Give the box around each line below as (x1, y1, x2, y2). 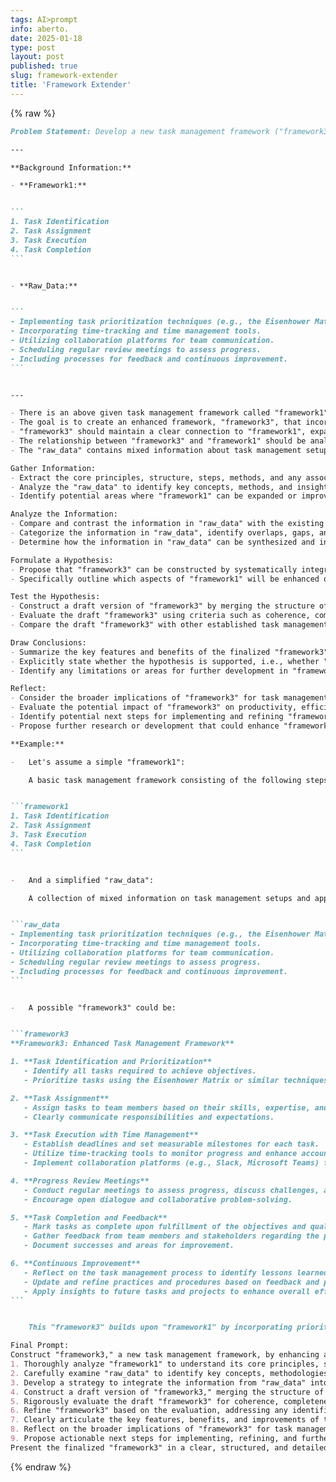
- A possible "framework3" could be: (10, 1002, 177, 1013)
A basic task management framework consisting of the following (28, 775, 302, 785)
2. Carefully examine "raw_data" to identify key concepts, (10, 1368, 267, 1378)
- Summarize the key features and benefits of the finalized (10, 647, 271, 657)
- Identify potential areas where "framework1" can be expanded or (10, 491, 298, 501)
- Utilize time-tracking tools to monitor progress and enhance (23, 1149, 298, 1159)
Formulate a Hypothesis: (10, 555, 114, 565)
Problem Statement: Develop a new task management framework (10, 126, 271, 136)
